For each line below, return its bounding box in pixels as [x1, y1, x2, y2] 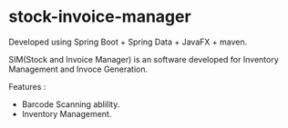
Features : [8, 81, 46, 92]
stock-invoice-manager [8, 6, 192, 27]
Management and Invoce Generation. [8, 64, 149, 74]
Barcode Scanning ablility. [21, 98, 120, 110]
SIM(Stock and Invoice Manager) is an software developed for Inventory [8, 54, 279, 64]
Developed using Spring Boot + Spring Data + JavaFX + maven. [8, 36, 248, 47]
